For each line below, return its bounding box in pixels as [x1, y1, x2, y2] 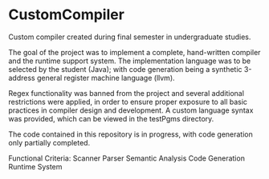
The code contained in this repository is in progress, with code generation [8, 129, 253, 139]
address [8, 73, 35, 82]
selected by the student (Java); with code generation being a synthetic [8, 64, 243, 74]
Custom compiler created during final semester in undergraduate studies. [8, 32, 251, 42]
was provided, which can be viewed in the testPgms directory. [8, 113, 214, 123]
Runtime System [8, 161, 63, 171]
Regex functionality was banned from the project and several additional [8, 88, 245, 97]
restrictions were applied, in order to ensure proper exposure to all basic [8, 97, 247, 106]
